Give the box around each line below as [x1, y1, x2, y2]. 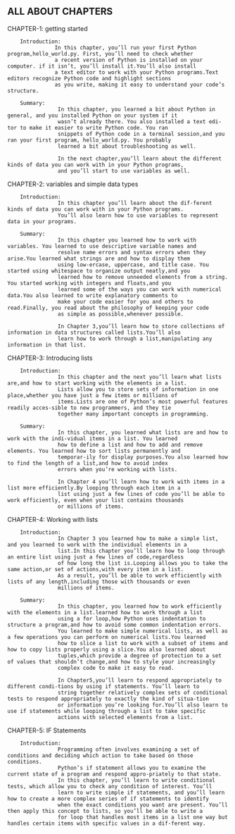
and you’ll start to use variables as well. [57, 167, 191, 175]
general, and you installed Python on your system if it [7, 112, 178, 119]
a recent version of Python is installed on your [54, 56, 203, 63]
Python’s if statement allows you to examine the [57, 764, 206, 771]
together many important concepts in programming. [57, 410, 210, 418]
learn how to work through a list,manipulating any [57, 335, 212, 342]
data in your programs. [7, 218, 77, 225]
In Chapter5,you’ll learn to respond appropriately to [57, 676, 222, 684]
